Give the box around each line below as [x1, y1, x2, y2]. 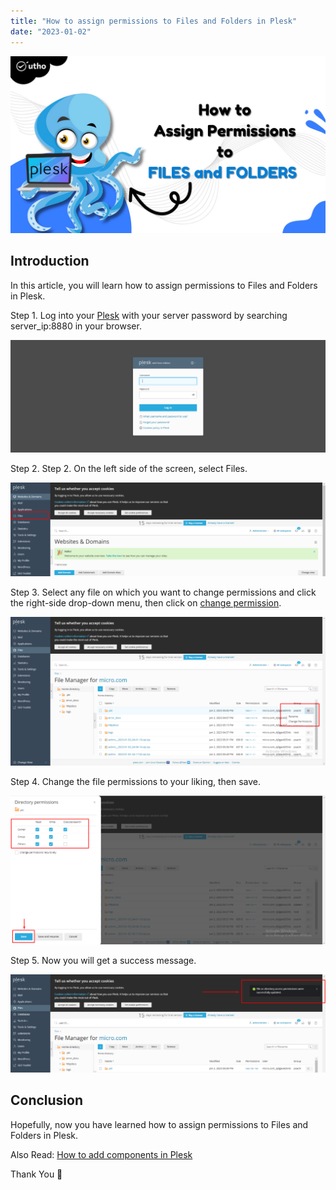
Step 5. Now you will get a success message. [10, 955, 197, 966]
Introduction [10, 253, 90, 270]
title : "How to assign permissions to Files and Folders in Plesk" [10, 16, 298, 26]
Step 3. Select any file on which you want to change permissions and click [10, 586, 317, 599]
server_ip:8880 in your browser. [10, 320, 142, 332]
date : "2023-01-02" [10, 26, 92, 37]
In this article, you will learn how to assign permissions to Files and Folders [10, 279, 318, 291]
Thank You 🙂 [10, 1168, 63, 1180]
